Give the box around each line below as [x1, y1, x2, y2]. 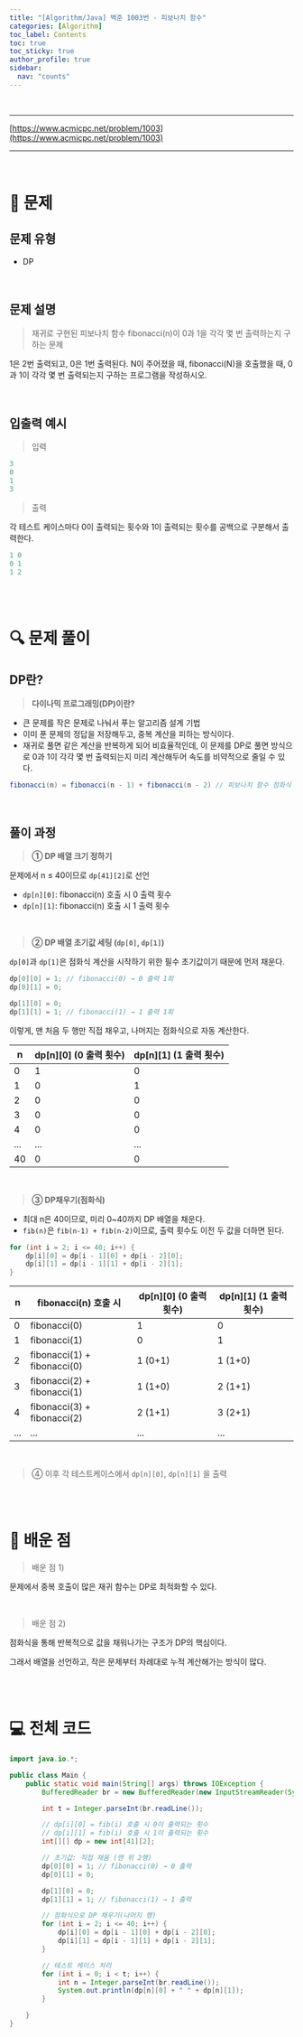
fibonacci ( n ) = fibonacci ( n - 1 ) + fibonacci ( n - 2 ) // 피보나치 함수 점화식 [9, 780, 291, 790]
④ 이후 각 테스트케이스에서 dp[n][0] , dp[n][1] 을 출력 [31, 1469, 227, 1480]
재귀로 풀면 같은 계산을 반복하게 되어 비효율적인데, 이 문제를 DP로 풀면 [22, 740, 269, 751]
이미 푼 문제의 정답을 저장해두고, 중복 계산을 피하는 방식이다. [22, 728, 234, 739]
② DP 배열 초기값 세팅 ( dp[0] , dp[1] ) [31, 937, 165, 948]
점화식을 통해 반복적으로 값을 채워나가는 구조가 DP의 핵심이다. [9, 1637, 227, 1649]
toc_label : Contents [9, 30, 87, 39]
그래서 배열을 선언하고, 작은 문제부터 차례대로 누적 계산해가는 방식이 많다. [9, 1657, 267, 1668]
